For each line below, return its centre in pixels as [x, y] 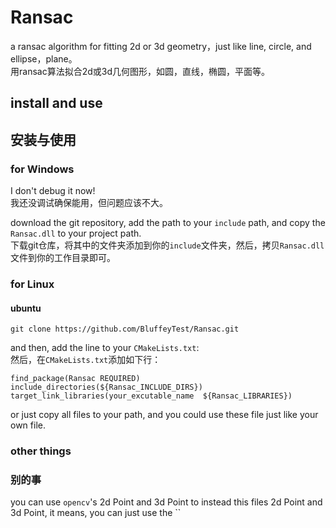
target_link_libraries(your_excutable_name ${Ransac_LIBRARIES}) [151, 396]
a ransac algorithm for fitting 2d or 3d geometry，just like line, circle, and [161, 46]
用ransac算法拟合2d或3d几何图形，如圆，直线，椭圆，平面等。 [140, 71]
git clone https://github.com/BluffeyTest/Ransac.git [125, 329]
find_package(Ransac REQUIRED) [75, 379]
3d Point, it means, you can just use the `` [96, 513]
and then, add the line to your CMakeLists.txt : [105, 348]
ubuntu [26, 308]
